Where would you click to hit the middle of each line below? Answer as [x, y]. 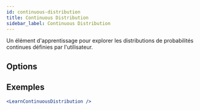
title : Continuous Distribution [47, 18]
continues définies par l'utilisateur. [50, 47]
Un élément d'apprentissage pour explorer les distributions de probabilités [100, 41]
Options [22, 66]
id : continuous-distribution [43, 12]
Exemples [25, 87]
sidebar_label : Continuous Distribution [59, 23]
